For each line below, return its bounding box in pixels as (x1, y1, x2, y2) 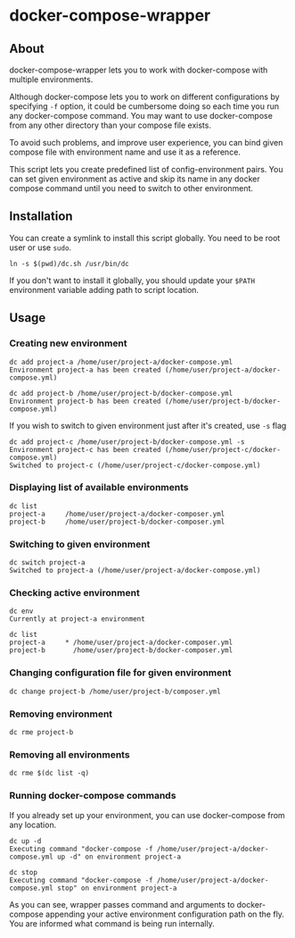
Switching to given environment (9, 538, 151, 550)
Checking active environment (9, 587, 140, 599)
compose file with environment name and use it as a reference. (9, 147, 241, 157)
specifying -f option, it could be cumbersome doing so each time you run (9, 101, 280, 112)
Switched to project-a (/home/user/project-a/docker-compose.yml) (9, 566, 261, 575)
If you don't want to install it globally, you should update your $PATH (9, 274, 256, 286)
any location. (9, 819, 57, 830)
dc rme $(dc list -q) (9, 769, 90, 778)
